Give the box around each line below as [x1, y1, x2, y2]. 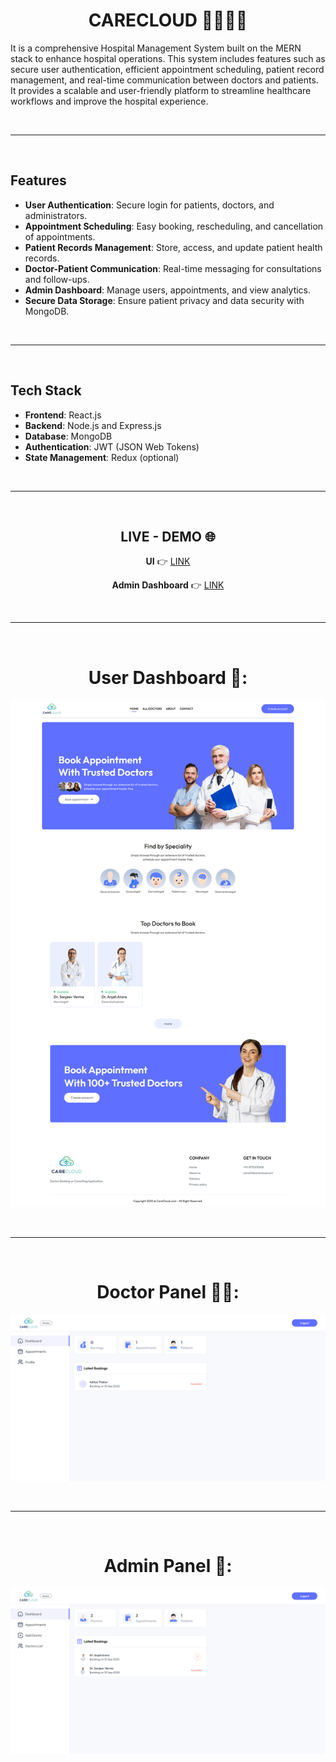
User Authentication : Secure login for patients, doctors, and [24, 199, 275, 211]
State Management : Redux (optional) [24, 451, 180, 463]
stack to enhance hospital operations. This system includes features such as [10, 52, 326, 64]
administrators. [24, 209, 88, 221]
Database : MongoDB [24, 430, 113, 442]
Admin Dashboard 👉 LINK [111, 579, 225, 591]
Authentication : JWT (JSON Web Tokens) [24, 440, 200, 453]
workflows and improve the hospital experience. [10, 95, 209, 107]
